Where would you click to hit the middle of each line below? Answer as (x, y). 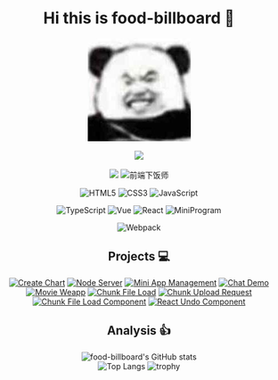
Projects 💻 (139, 256)
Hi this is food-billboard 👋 (139, 18)
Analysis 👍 (139, 330)
